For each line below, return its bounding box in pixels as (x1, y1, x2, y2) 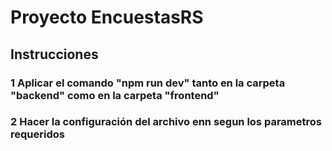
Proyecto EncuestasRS (10, 6, 204, 29)
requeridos (10, 127, 65, 141)
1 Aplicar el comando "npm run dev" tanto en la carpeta (10, 76, 286, 90)
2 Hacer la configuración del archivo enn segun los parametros (10, 115, 322, 129)
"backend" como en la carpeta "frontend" (10, 88, 220, 102)
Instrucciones (10, 46, 99, 63)
